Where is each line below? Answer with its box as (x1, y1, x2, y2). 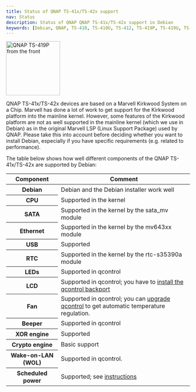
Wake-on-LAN (10, 352, 54, 360)
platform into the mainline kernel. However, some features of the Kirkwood (6, 112, 185, 120)
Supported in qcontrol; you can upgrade (61, 294, 170, 302)
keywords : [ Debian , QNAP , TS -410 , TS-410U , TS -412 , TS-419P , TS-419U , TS (6, 25, 190, 31)
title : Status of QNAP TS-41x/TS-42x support (6, 8, 118, 15)
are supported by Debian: (35, 161, 97, 169)
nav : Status (6, 14, 35, 20)
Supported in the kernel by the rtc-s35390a (61, 250, 183, 258)
